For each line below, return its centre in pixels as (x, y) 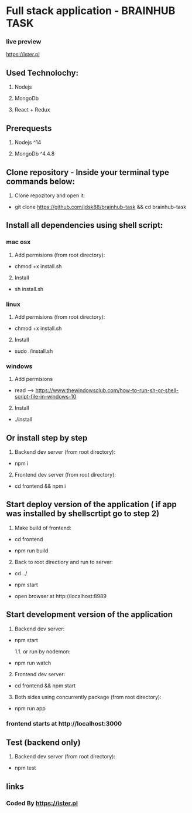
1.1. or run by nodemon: (42, 651)
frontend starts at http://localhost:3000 (64, 723)
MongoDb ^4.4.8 (35, 154)
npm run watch (33, 663)
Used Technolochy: (42, 72)
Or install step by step (47, 438)
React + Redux (32, 110)
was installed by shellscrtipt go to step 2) (83, 514)
